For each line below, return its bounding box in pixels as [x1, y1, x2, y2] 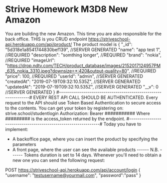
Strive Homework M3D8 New [5, 3, 128, 15]
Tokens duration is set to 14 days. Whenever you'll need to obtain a [23, 151, 162, 158]
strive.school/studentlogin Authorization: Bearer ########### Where [5, 110, 151, 116]
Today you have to [103, 121, 142, 127]
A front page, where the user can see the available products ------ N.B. [12, 146, 159, 152]
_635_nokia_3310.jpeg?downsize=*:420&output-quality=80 [5, 67, 127, 73]
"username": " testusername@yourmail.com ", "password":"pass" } [5, 172, 141, 178]
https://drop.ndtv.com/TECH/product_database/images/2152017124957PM [7, 62, 161, 68]
